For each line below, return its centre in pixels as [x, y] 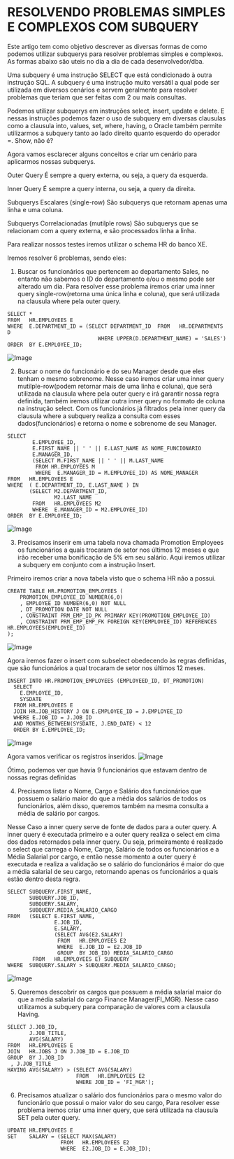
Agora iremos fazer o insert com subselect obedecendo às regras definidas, [117, 660]
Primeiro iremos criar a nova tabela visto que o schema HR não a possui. [112, 578]
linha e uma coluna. [35, 209]
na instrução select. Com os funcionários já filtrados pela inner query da [121, 408]
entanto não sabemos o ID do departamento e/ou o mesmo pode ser [116, 279]
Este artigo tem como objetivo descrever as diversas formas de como [107, 46]
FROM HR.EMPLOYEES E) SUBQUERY [81, 959]
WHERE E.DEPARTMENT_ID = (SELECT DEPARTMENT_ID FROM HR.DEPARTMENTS [115, 326]
